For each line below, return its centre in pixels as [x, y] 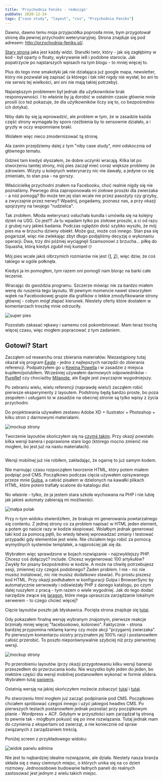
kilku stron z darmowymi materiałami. [43, 418]
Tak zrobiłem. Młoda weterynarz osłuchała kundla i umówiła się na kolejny [79, 216]
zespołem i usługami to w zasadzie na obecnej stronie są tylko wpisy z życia [82, 398]
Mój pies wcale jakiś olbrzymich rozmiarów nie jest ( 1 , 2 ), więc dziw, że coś [80, 256]
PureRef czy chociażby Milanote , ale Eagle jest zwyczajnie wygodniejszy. [79, 378]
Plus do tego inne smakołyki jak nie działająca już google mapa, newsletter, [80, 72]
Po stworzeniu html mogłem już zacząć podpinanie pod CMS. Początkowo [80, 698]
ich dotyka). [17, 107]
